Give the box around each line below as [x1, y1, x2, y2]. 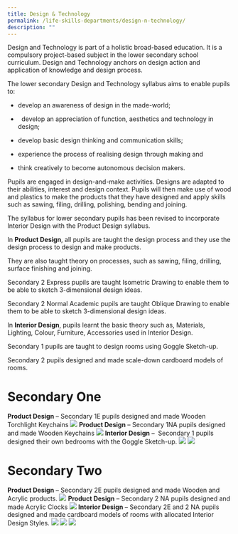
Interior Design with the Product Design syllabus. [7, 221, 151, 230]
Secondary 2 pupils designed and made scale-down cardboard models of [7, 356, 224, 365]
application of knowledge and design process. [7, 66, 144, 75]
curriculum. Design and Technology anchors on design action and [7, 58, 200, 67]
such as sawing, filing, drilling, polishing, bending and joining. [7, 200, 188, 209]
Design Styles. [7, 519, 50, 528]
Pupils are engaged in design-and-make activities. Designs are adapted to [7, 177, 225, 186]
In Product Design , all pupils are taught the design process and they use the [7, 236, 231, 244]
